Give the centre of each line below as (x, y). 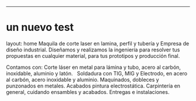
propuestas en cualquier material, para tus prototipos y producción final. (93, 55)
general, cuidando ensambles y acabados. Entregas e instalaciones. (88, 92)
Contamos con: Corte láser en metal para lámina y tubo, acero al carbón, (93, 67)
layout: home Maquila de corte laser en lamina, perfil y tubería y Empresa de (98, 43)
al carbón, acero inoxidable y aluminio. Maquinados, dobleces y (83, 79)
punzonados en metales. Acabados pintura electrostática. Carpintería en (93, 86)
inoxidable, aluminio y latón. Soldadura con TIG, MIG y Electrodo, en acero (97, 73)
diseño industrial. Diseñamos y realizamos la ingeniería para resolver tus (93, 50)
